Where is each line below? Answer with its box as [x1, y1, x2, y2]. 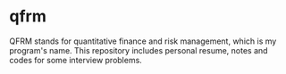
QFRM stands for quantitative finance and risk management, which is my [9, 36, 277, 46]
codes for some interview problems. [9, 54, 143, 65]
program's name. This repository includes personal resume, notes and [9, 45, 268, 55]
